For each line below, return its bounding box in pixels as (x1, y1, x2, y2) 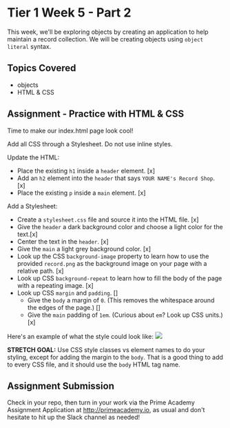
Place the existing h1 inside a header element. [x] (17, 166, 155, 175)
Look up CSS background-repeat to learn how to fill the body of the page (17, 274, 222, 282)
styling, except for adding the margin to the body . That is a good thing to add (7, 353, 224, 361)
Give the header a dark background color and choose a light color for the (17, 222, 223, 231)
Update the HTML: (7, 153, 60, 162)
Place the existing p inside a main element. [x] (17, 188, 146, 197)
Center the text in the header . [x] (17, 237, 109, 246)
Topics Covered (7, 62, 76, 74)
